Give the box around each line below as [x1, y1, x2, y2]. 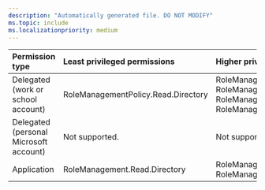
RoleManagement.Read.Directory [62, 164, 186, 175]
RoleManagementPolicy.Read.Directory [62, 89, 209, 100]
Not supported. [62, 132, 120, 143]
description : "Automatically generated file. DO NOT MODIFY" [8, 11, 214, 20]
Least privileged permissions [62, 56, 175, 67]
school [12, 94, 38, 105]
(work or [12, 84, 44, 95]
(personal [12, 127, 48, 138]
